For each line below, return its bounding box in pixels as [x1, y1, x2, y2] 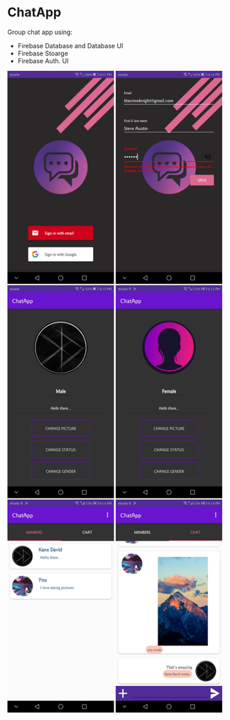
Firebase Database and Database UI [17, 41, 124, 50]
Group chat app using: [7, 28, 73, 36]
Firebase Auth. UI [17, 56, 69, 65]
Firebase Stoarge [17, 49, 69, 58]
